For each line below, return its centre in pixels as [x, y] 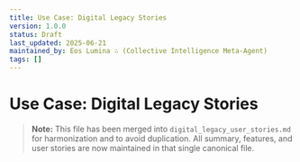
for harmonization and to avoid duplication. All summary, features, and [162, 138]
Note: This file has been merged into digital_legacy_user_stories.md [161, 129]
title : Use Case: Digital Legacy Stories [88, 18]
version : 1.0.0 [38, 26]
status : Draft [36, 34]
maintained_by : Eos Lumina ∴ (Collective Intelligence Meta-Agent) [139, 51]
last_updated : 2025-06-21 [58, 43]
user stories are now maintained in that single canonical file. [143, 148]
